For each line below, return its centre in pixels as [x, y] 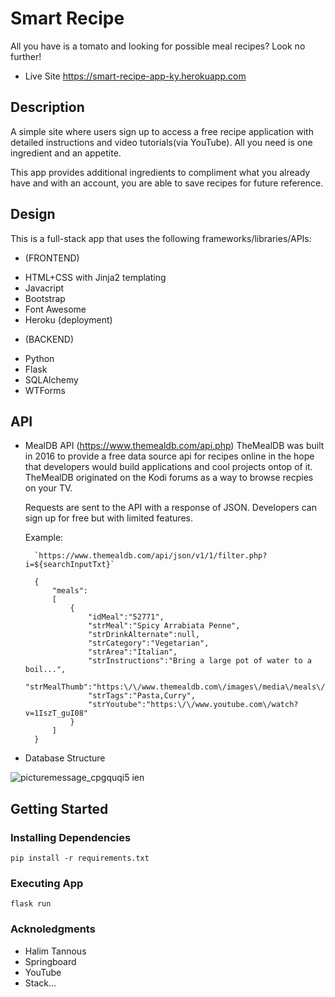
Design [33, 214]
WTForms [45, 390]
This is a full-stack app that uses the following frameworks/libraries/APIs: [161, 238]
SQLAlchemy [51, 379]
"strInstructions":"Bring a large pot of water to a [200, 661]
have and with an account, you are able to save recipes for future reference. [167, 183]
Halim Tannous [55, 951]
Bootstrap [45, 298]
